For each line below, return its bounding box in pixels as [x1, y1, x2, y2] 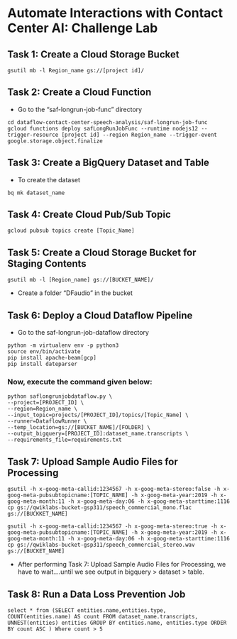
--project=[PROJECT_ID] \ [7, 399, 84, 406]
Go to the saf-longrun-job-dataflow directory [17, 328, 149, 337]
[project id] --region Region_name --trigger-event [61, 131, 218, 138]
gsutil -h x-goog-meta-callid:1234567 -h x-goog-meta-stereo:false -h [7, 486, 221, 493]
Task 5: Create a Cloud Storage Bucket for [7, 246, 197, 258]
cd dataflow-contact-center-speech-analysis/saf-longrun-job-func [7, 118, 208, 126]
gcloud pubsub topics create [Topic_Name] [7, 227, 135, 235]
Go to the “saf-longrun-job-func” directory [17, 105, 143, 113]
